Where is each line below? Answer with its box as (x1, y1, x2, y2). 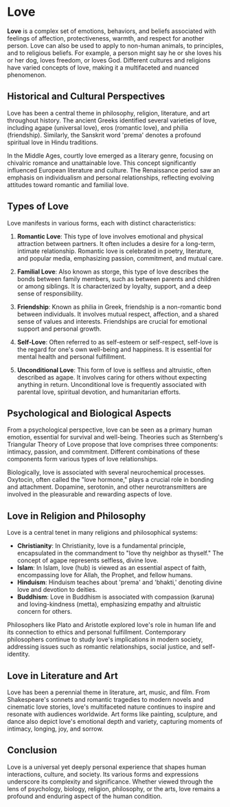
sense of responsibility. (16, 289, 84, 298)
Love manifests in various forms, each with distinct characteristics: (7, 219, 196, 227)
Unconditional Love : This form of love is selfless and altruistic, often (16, 366, 211, 374)
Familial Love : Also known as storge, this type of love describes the (16, 267, 209, 276)
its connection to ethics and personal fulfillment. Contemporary (7, 628, 186, 637)
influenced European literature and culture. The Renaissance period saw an (7, 166, 220, 174)
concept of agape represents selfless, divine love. (16, 556, 159, 564)
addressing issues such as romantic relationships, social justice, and (7, 643, 201, 651)
